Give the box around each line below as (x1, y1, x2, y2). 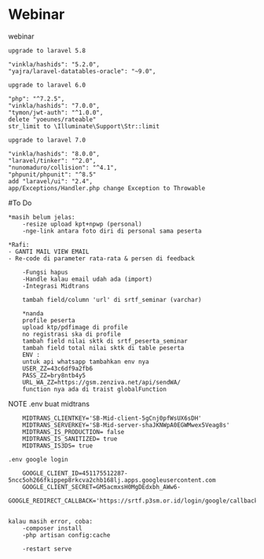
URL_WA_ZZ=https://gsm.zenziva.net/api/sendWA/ (22, 378, 181, 386)
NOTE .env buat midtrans (8, 399, 90, 408)
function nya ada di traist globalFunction (22, 385, 167, 393)
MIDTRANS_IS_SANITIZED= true (22, 435, 118, 443)
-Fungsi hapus (22, 268, 68, 276)
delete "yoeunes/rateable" (8, 116, 97, 123)
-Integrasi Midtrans (22, 281, 90, 290)
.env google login (8, 455, 68, 463)
